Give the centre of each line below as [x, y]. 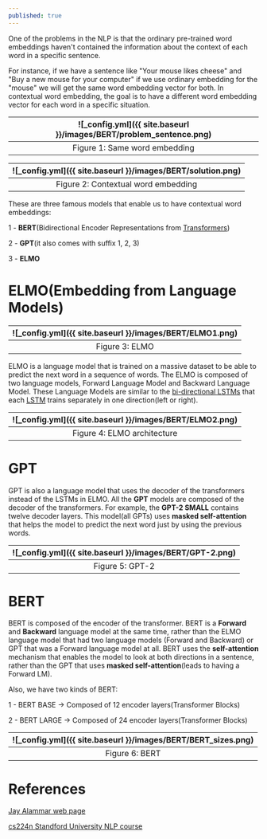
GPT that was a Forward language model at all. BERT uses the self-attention [133, 649]
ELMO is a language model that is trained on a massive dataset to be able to [132, 366]
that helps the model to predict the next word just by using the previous [125, 524]
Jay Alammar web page [47, 811]
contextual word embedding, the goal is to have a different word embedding [132, 96]
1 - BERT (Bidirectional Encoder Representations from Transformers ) [119, 227]
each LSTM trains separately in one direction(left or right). [103, 400]
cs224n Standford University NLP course [75, 826]
